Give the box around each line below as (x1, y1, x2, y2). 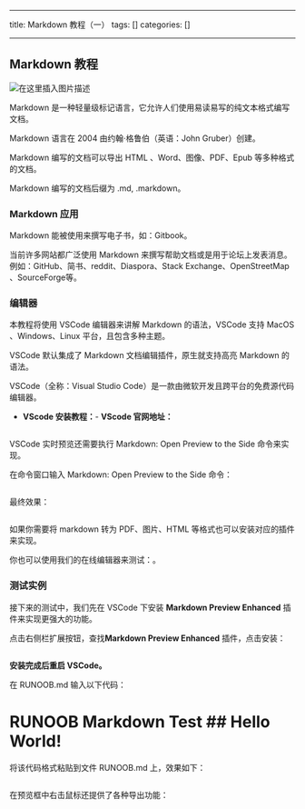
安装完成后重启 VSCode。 (9, 660, 107, 671)
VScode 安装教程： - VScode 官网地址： (22, 411, 174, 423)
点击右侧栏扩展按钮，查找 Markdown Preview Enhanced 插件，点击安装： (9, 633, 286, 644)
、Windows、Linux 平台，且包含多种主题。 (9, 331, 171, 342)
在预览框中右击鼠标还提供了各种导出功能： (9, 789, 169, 800)
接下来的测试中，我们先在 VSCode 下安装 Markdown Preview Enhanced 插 (9, 602, 292, 613)
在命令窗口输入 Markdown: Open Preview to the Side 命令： (9, 469, 233, 480)
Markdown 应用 (9, 207, 79, 220)
